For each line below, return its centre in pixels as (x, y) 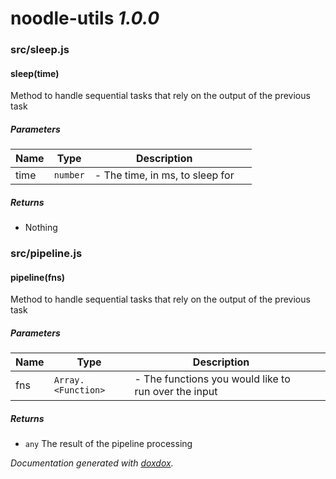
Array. (69, 380)
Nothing (41, 228)
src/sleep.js (40, 50)
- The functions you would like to (212, 379)
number (69, 175)
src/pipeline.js (46, 254)
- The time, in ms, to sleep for (164, 175)
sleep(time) (35, 73)
